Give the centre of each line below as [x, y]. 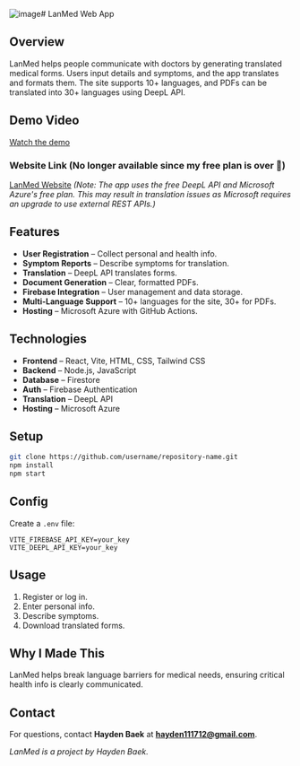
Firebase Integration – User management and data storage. [133, 292]
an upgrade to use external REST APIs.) [82, 204]
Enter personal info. [59, 606]
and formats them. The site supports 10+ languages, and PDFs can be [138, 83]
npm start [28, 474]
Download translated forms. [73, 625]
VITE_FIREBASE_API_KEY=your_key [69, 540]
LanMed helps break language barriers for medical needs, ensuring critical [147, 675]
